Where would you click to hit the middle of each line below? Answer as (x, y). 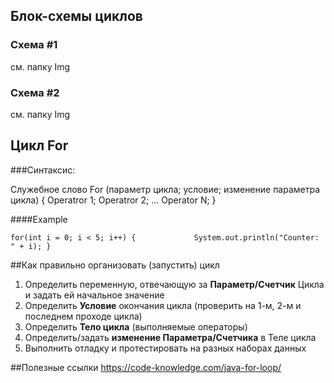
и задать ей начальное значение (94, 295)
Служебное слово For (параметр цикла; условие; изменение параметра (165, 189)
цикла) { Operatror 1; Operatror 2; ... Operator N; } (113, 200)
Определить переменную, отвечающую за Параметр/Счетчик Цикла (174, 284)
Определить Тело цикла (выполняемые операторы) (136, 326)
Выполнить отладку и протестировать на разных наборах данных (165, 348)
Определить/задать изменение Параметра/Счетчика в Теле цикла (170, 337)
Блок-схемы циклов (76, 16)
